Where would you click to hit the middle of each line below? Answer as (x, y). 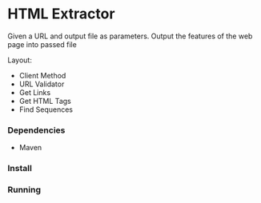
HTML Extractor (61, 14)
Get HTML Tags (45, 101)
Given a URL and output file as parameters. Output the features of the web (130, 36)
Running (24, 190)
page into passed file (42, 44)
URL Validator (42, 84)
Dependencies (36, 130)
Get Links (35, 92)
